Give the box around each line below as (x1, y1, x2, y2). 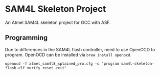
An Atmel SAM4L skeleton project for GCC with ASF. (5, 19, 111, 25)
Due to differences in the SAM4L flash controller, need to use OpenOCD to (5, 46, 155, 52)
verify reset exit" (26, 65, 67, 70)
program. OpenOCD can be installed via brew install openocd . (5, 52, 132, 57)
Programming (5, 34, 48, 42)
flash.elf (5, 65, 25, 70)
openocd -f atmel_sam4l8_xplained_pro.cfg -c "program (5, 61, 119, 66)
